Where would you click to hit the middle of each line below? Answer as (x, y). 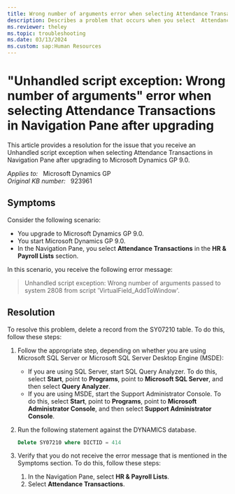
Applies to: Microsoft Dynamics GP (59, 173)
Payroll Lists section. (48, 256)
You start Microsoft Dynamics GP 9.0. (71, 241)
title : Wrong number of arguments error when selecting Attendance (108, 14)
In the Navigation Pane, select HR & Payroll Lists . (99, 476)
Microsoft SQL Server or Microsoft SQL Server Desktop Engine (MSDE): (120, 357)
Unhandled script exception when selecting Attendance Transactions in (110, 152)
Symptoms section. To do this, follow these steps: (89, 463)
